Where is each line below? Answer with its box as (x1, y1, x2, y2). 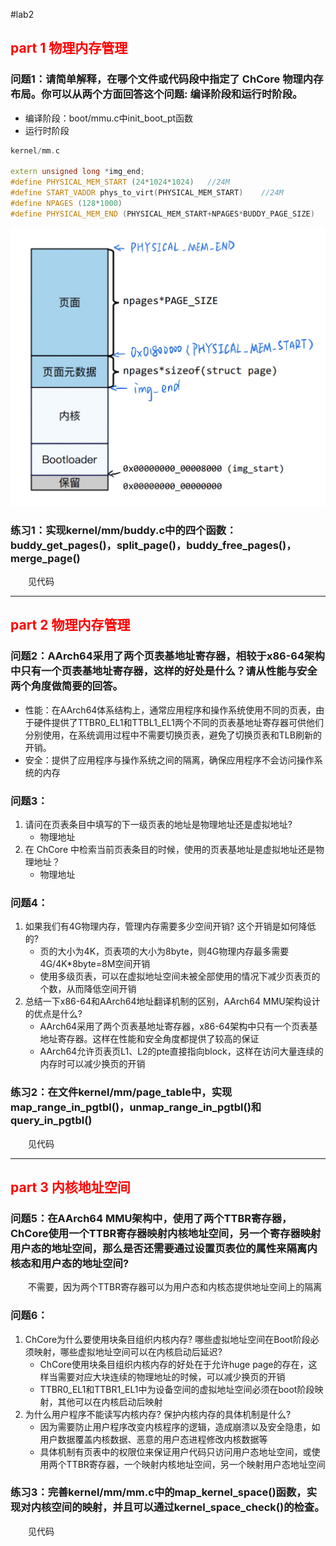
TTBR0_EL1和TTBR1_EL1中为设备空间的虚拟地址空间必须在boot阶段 (39, 1383, 315, 1395)
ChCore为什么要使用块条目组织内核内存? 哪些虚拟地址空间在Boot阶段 (24, 1333, 311, 1345)
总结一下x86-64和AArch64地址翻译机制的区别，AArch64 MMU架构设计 (24, 995, 321, 1008)
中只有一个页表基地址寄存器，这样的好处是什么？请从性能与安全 (10, 664, 318, 678)
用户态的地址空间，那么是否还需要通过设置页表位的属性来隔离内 (10, 1241, 318, 1255)
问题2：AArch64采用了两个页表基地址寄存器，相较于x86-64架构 (10, 649, 325, 663)
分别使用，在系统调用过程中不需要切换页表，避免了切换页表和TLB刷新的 (24, 729, 322, 741)
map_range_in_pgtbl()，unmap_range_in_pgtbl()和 (10, 1100, 262, 1114)
